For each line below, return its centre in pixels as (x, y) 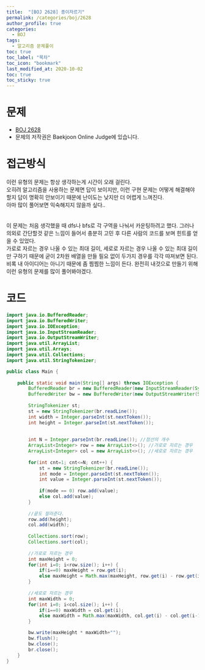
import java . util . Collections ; (46, 355)
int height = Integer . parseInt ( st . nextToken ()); (91, 422)
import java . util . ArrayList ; (43, 344)
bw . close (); (44, 644)
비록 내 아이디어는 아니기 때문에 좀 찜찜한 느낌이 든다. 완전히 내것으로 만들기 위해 (102, 264)
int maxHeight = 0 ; (53, 559)
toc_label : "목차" (28, 57)
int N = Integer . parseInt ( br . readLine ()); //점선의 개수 (99, 440)
